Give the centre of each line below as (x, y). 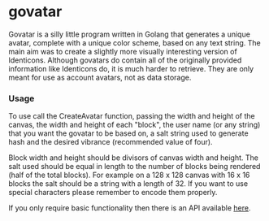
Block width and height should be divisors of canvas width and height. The (133, 158)
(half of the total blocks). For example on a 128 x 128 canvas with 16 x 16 (129, 175)
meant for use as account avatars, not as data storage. (100, 77)
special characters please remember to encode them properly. (113, 193)
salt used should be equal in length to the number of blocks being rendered (134, 167)
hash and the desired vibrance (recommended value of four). (111, 142)
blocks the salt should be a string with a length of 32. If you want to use (128, 184)
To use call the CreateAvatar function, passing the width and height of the (132, 116)
